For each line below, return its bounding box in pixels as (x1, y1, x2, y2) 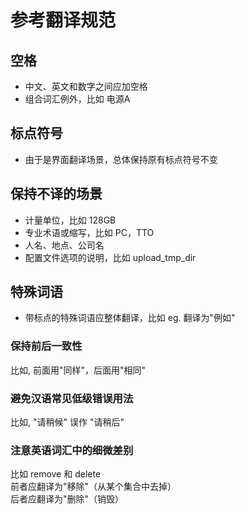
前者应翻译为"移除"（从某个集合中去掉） (10, 481, 177, 493)
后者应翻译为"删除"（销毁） (10, 493, 125, 505)
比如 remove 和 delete (10, 468, 102, 480)
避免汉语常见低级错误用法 (10, 391, 134, 405)
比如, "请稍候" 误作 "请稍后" (10, 416, 125, 428)
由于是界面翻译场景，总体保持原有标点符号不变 (24, 153, 218, 165)
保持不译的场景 (10, 186, 103, 203)
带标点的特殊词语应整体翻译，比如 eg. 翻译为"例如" (24, 312, 236, 324)
